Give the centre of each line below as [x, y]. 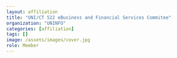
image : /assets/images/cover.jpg [48, 40]
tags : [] [17, 34]
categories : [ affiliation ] [40, 29]
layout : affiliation [32, 12]
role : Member [23, 46]
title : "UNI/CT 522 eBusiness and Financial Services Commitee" [89, 18]
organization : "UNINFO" [36, 23]
